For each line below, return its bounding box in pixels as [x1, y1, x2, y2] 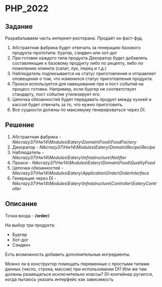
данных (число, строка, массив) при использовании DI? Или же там [5, 266, 147, 272]
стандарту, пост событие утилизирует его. [12, 91, 101, 97]
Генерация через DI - [12, 175, 57, 181]
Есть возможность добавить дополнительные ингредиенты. [5, 251, 130, 257]
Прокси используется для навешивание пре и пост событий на [12, 81, 144, 87]
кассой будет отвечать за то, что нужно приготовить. [12, 102, 124, 107]
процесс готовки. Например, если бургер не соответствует [12, 86, 137, 92]
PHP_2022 [5, 3, 49, 14]
